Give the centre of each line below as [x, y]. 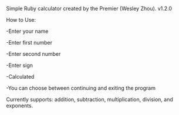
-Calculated [20, 77]
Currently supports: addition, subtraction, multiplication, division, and [89, 99]
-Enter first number [29, 43]
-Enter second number [33, 54]
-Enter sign [20, 65]
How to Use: [21, 20]
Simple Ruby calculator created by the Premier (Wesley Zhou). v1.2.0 [89, 9]
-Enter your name [27, 31]
